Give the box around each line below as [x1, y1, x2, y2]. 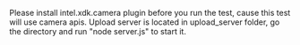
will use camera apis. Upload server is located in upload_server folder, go [9, 17, 280, 27]
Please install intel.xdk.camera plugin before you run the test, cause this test [9, 8, 291, 18]
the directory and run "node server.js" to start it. [9, 26, 186, 36]
